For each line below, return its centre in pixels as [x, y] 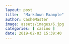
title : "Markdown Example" [35, 15]
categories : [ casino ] [30, 29]
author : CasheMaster [27, 19]
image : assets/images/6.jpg [35, 24]
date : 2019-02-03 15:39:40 [33, 33]
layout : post [19, 10]
